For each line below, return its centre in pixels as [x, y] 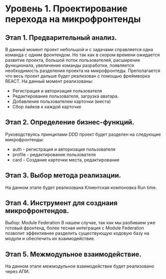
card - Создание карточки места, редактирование [66, 160]
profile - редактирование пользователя [54, 154]
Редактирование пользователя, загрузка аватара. [65, 96]
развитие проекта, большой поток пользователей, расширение [73, 60]
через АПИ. [17, 272]
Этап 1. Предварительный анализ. [61, 38]
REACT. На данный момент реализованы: [49, 81]
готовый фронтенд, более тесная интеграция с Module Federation [75, 228]
